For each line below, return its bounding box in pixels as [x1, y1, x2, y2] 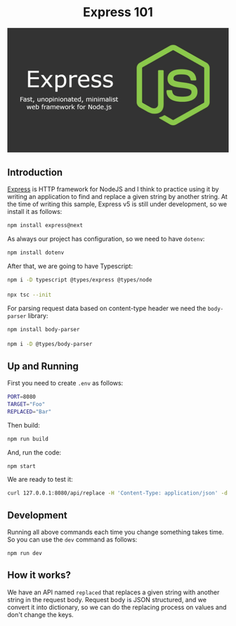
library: [27, 311, 48, 320]
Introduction [7, 166, 63, 178]
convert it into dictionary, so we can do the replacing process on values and [7, 603, 227, 611]
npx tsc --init [7, 291, 52, 298]
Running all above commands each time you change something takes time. [7, 528, 224, 537]
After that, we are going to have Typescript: [7, 262, 133, 270]
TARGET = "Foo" [7, 400, 46, 408]
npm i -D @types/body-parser [7, 340, 93, 348]
